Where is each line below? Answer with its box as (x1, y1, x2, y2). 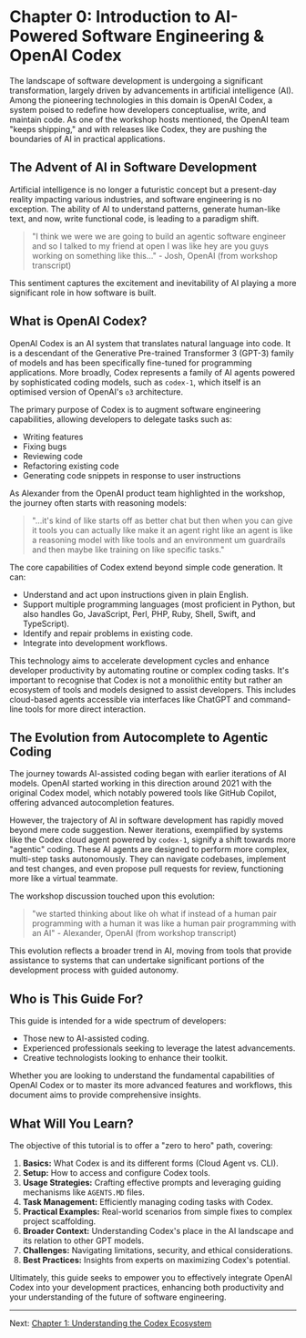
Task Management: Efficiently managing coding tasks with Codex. (22, 1197, 274, 1207)
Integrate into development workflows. (22, 637, 168, 648)
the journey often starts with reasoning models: (9, 497, 187, 508)
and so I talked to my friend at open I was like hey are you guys (31, 240, 269, 252)
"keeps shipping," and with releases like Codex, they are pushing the (9, 123, 268, 134)
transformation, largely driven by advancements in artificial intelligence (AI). (9, 85, 294, 96)
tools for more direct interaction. (25, 704, 147, 715)
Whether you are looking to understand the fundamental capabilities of (9, 1070, 275, 1081)
